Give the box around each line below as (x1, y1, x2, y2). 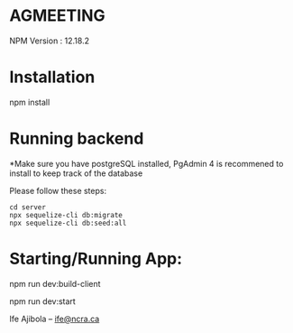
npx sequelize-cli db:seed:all (9, 218, 127, 227)
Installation (9, 67, 96, 88)
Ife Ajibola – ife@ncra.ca (9, 313, 100, 324)
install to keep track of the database (9, 168, 143, 179)
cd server (9, 202, 47, 212)
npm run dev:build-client (9, 278, 101, 289)
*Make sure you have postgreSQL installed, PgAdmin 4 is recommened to (9, 158, 284, 169)
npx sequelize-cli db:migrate (9, 210, 124, 219)
